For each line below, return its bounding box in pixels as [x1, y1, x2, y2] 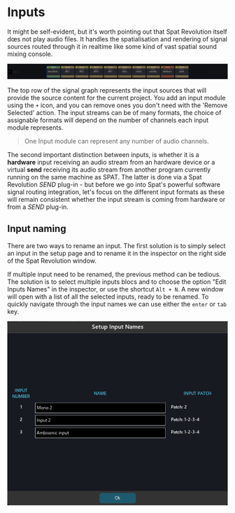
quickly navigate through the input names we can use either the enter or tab [7, 299, 227, 308]
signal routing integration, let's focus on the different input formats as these [7, 187, 225, 196]
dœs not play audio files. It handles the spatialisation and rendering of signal [7, 34, 227, 43]
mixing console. [7, 50, 53, 58]
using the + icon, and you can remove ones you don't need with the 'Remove [7, 101, 228, 109]
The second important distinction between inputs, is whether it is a [7, 150, 199, 158]
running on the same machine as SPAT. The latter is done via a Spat [7, 172, 202, 181]
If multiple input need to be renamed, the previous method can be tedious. [7, 270, 222, 278]
